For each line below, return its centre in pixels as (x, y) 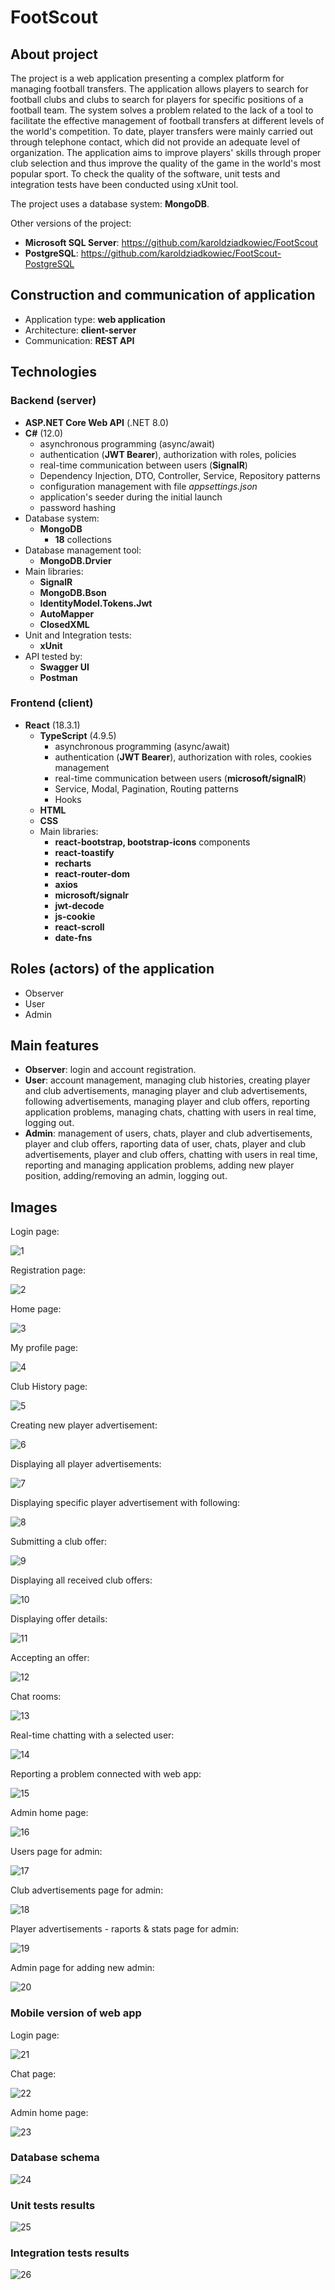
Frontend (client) (52, 703)
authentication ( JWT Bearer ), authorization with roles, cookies (183, 757)
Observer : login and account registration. (110, 1070)
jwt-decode (79, 905)
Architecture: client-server (80, 330)
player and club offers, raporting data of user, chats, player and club (165, 1144)
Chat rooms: (36, 1697)
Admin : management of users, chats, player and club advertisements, (168, 1133)
